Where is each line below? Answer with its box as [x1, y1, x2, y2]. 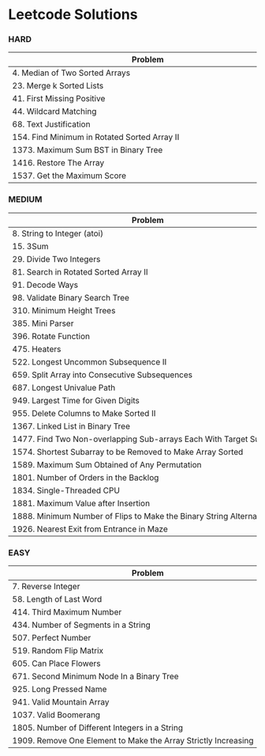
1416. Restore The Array [12, 157, 105, 168]
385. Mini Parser [12, 318, 74, 329]
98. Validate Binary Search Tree [12, 292, 130, 303]
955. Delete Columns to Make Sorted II [12, 407, 156, 418]
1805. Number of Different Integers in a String [12, 722, 184, 733]
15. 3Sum [12, 240, 49, 251]
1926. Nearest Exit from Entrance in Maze [12, 524, 168, 535]
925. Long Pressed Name [12, 684, 107, 695]
